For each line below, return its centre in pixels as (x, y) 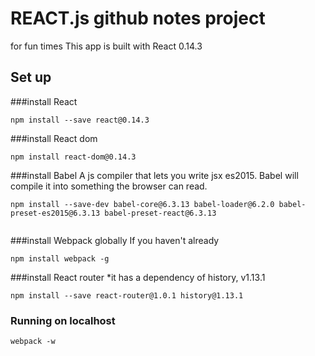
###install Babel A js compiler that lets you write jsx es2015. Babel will (154, 175)
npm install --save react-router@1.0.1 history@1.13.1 (127, 295)
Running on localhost (63, 320)
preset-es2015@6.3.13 (55, 213)
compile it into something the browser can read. (109, 186)
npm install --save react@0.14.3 (80, 120)
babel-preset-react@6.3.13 (160, 213)
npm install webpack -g (60, 258)
